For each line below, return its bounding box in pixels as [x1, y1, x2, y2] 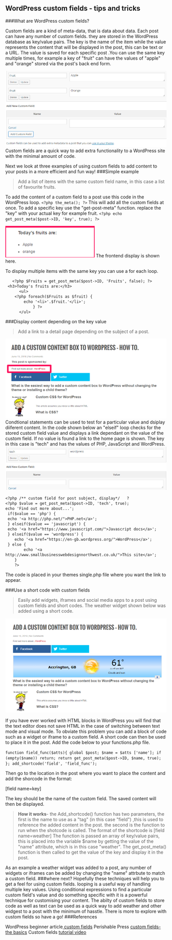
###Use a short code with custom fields [5, 587, 90, 593]
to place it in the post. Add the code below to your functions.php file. [5, 739, 150, 745]
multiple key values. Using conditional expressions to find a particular [5, 886, 152, 892]
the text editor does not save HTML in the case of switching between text [5, 723, 160, 729]
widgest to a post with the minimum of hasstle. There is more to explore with [5, 908, 167, 914]
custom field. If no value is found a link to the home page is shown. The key [5, 435, 165, 441]
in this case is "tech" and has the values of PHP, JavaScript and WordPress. [5, 440, 165, 447]
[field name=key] [5, 785, 41, 791]
